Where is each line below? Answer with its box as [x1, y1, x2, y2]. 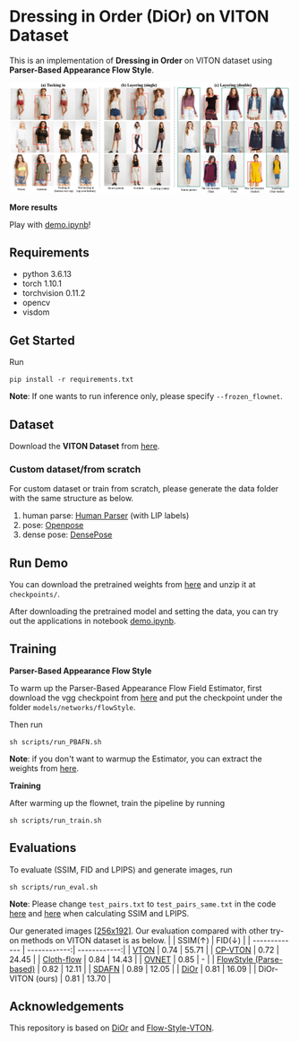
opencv [21, 298, 51, 308]
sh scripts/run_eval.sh [9, 882, 98, 891]
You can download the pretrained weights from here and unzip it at [9, 579, 256, 590]
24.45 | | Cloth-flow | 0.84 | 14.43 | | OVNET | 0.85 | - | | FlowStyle [9, 953, 253, 965]
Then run [9, 719, 43, 730]
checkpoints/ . [9, 589, 60, 600]
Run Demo [9, 555, 69, 570]
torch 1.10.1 [21, 278, 63, 289]
